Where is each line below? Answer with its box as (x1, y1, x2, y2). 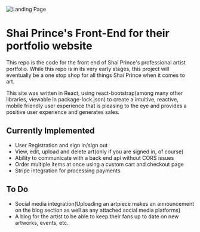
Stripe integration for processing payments (14, 167, 121, 174)
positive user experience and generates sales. (6, 108, 120, 116)
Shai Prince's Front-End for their (6, 27, 170, 40)
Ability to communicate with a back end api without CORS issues (14, 154, 174, 161)
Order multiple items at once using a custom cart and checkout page (14, 160, 184, 168)
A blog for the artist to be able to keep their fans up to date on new (14, 212, 179, 220)
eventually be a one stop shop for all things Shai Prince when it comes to (6, 72, 185, 79)
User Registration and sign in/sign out (14, 141, 108, 149)
